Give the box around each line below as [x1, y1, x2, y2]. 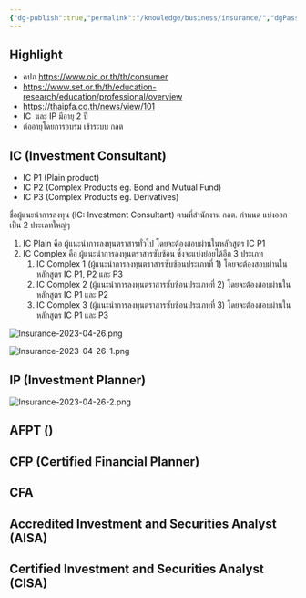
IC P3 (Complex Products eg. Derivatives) [22, 192, 179, 203]
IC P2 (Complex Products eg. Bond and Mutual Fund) [22, 182, 222, 193]
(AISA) [9, 530, 48, 546]
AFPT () [9, 423, 54, 438]
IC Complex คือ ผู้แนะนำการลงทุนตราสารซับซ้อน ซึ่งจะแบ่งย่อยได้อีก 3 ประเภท [22, 248, 264, 259]
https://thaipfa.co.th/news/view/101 [22, 101, 156, 112]
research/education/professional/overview [22, 91, 183, 102]
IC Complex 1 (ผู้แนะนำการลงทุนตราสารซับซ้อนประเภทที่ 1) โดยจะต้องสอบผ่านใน [36, 258, 288, 269]
